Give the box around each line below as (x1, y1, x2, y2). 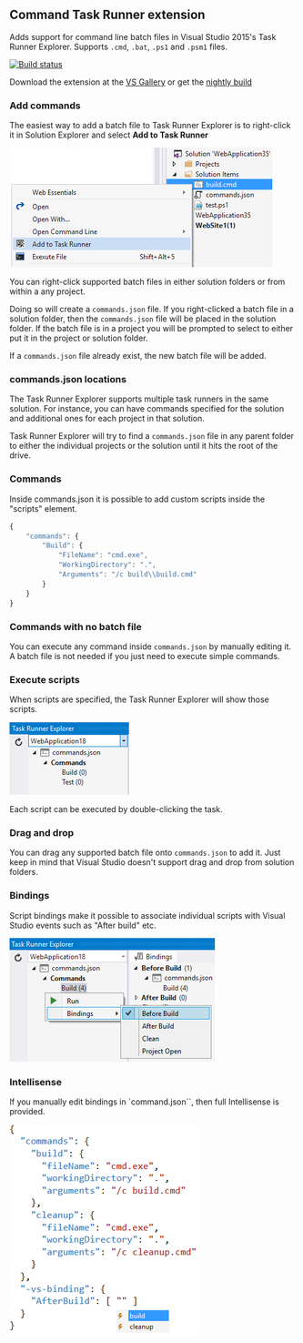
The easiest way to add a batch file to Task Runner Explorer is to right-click (9, 120, 291, 131)
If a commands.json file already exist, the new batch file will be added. (9, 351, 267, 361)
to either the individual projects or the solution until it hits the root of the (9, 441, 278, 452)
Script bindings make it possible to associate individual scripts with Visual (9, 910, 286, 921)
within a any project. (9, 286, 86, 297)
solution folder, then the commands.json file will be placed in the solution (9, 313, 277, 324)
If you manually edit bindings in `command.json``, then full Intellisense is (9, 1096, 279, 1107)
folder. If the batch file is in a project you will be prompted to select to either (9, 323, 294, 334)
